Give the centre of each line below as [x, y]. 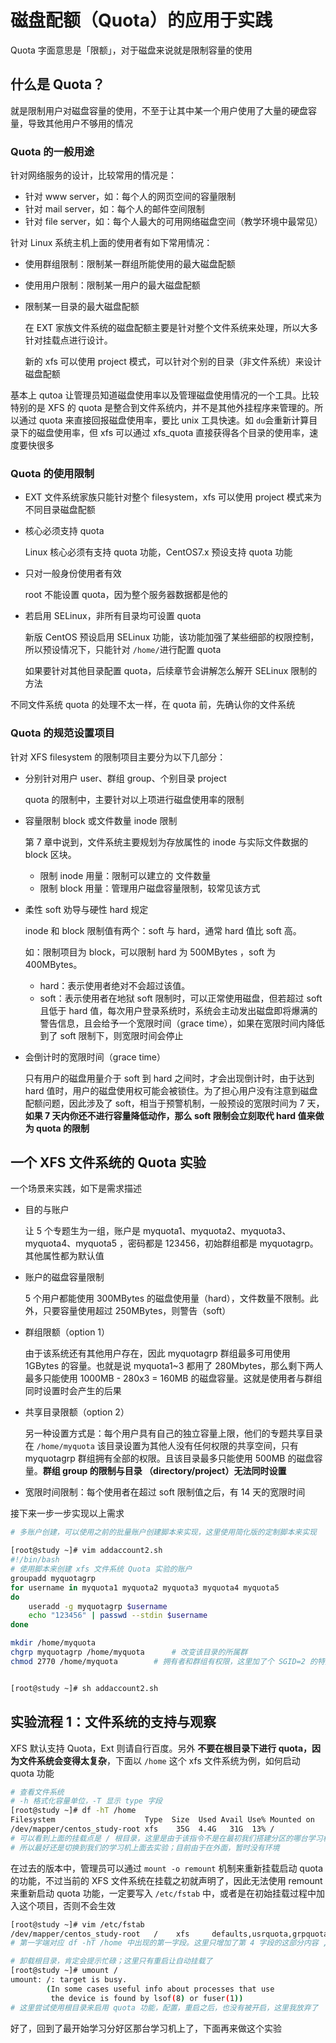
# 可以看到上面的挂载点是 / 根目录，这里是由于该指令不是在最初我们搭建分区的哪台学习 [166, 1838]
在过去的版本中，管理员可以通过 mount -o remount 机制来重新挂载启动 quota [167, 1868]
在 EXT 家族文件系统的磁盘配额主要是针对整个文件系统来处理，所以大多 [171, 328]
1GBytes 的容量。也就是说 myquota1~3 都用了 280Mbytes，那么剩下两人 [174, 1366]
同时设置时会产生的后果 [73, 1391]
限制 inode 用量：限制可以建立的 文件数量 [125, 875]
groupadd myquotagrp [53, 1578]
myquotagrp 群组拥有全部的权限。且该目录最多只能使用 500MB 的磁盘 [169, 1458]
